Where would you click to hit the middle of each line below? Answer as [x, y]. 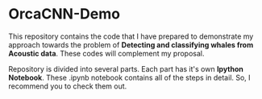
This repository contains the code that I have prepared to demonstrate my [131, 36]
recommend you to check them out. [68, 86]
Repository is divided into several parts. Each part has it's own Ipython [126, 68]
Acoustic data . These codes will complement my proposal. [106, 53]
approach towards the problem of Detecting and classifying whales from [131, 44]
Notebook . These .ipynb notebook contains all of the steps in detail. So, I [130, 77]
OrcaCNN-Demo [64, 14]
